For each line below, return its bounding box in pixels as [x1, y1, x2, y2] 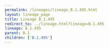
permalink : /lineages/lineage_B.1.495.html [5, 7, 98, 12]
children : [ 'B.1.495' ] [5, 35, 52, 40]
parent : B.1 [5, 30, 30, 35]
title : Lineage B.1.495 [5, 16, 55, 21]
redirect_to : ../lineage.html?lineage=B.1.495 [5, 21, 104, 26]
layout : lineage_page [5, 12, 50, 17]
